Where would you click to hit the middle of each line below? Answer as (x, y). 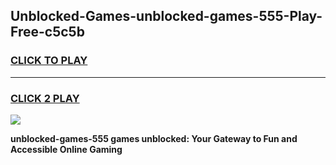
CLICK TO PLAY (49, 61)
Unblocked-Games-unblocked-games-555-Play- (166, 16)
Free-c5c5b (47, 32)
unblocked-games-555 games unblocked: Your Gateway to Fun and (154, 138)
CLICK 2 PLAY (45, 98)
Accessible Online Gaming (66, 149)
